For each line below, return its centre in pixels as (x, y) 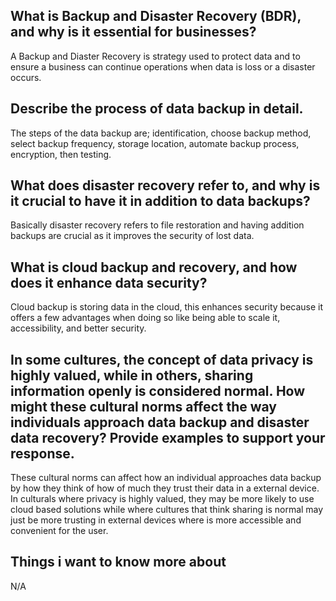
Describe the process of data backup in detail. (157, 109)
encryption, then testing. (61, 154)
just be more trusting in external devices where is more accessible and (156, 520)
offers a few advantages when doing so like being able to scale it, (145, 318)
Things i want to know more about (118, 562)
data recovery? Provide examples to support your (168, 437)
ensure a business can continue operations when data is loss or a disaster (163, 66)
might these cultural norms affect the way (143, 406)
